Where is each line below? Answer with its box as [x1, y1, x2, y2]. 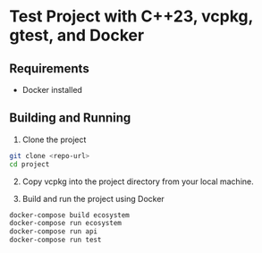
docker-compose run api [9, 227, 98, 236]
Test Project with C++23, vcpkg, [9, 6, 253, 27]
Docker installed [21, 85, 83, 95]
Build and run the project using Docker [21, 193, 165, 204]
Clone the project [21, 134, 87, 145]
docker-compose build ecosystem [9, 210, 130, 220]
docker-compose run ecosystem [9, 219, 123, 228]
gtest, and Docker [9, 25, 145, 46]
